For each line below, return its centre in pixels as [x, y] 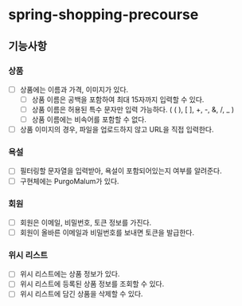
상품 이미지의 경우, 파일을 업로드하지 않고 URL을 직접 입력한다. [117, 130]
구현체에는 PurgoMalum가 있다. [69, 181]
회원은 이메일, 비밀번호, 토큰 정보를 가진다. [86, 222]
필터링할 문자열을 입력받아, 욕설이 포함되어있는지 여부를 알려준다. [121, 171]
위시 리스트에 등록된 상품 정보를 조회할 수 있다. [92, 284]
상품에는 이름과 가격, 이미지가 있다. [74, 89]
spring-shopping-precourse [103, 15]
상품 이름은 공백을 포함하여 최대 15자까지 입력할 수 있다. [118, 99]
